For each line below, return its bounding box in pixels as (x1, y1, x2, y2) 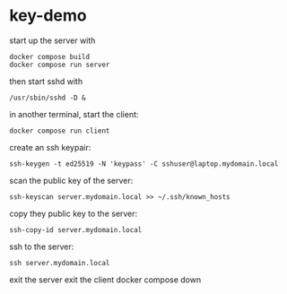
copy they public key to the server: (9, 208, 138, 219)
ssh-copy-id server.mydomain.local (9, 225, 143, 234)
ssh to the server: (9, 241, 74, 252)
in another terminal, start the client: (9, 108, 139, 119)
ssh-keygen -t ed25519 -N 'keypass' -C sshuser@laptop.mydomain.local (9, 159, 279, 169)
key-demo (9, 5, 87, 26)
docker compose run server (9, 60, 110, 69)
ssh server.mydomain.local (9, 258, 110, 267)
